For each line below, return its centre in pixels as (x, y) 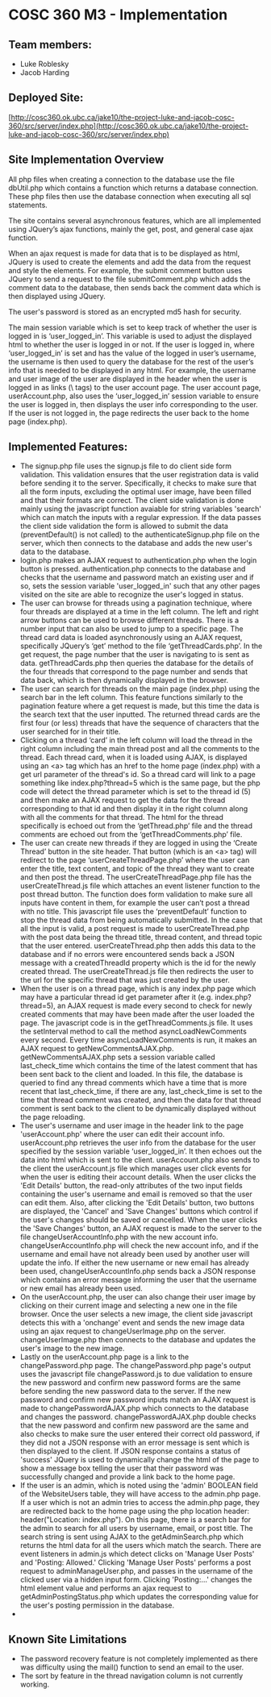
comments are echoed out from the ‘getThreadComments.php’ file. (131, 834)
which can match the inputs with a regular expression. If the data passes (141, 518)
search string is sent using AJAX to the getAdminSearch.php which (132, 1537)
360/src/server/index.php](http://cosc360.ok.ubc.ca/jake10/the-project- (128, 126)
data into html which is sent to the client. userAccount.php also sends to (140, 1160)
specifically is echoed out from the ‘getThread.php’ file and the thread (136, 826)
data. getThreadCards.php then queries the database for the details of (137, 663)
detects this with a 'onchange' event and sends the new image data (132, 1323)
